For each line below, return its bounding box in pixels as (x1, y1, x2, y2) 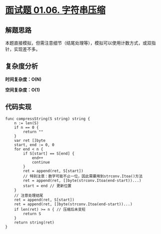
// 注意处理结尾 (14, 193, 43, 198)
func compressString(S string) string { (5, 116, 91, 121)
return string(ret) (14, 220, 55, 225)
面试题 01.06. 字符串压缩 (5, 4, 106, 16)
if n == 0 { (14, 125, 39, 130)
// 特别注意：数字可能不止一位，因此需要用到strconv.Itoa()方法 (23, 173, 143, 179)
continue (31, 159, 50, 164)
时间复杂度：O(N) (5, 76, 42, 82)
